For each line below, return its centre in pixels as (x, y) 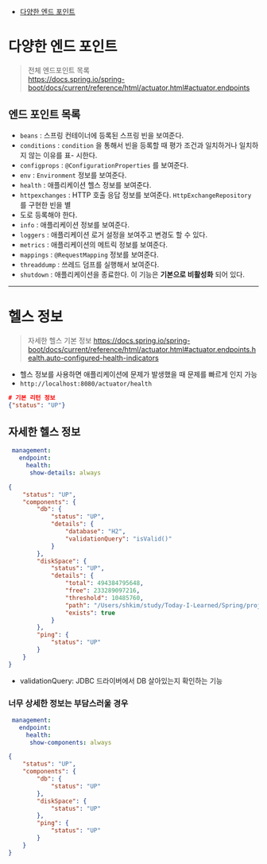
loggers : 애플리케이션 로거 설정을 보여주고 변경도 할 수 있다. (114, 234)
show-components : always (70, 742)
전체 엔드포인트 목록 (58, 70)
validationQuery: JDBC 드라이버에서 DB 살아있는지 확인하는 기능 (121, 680)
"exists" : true (90, 613)
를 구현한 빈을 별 (45, 204)
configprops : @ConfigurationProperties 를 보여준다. (104, 165)
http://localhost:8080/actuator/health (86, 384)
